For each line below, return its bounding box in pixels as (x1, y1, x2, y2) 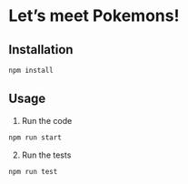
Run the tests (21, 149, 72, 160)
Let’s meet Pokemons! (8, 5, 180, 26)
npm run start (8, 133, 63, 142)
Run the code (21, 115, 73, 126)
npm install (8, 66, 54, 75)
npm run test (8, 167, 58, 176)
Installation (8, 42, 74, 57)
